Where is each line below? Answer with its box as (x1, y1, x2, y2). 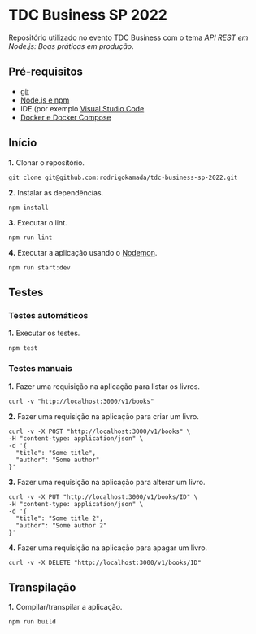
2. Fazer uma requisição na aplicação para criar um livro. (8, 411, 199, 421)
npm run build (8, 618, 57, 626)
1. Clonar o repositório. (8, 157, 85, 168)
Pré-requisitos (8, 65, 84, 79)
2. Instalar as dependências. (8, 187, 104, 197)
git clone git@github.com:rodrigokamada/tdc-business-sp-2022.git (8, 173, 238, 181)
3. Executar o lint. (8, 217, 67, 227)
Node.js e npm (20, 95, 70, 105)
